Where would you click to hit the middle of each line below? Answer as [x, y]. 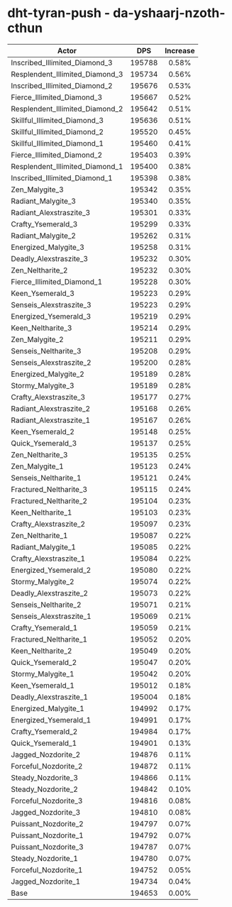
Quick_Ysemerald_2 [44, 662]
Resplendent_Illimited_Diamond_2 [67, 109]
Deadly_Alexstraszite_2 [50, 593]
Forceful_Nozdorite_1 [47, 869]
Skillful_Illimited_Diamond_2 [57, 131]
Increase [179, 50]
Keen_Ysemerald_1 [43, 685]
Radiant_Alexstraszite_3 [51, 212]
